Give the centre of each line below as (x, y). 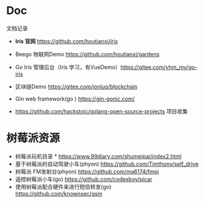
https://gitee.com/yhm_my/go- (159, 67)
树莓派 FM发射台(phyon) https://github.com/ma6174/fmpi (87, 171)
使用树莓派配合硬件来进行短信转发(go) (63, 187)
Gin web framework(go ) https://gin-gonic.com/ (75, 99)
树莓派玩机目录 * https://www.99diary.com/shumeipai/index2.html (98, 156)
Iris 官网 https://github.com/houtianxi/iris (67, 41)
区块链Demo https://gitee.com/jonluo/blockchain (76, 87)
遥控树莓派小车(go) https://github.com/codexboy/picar (84, 179)
